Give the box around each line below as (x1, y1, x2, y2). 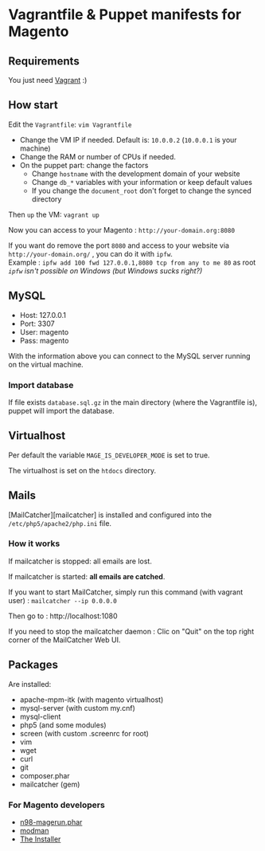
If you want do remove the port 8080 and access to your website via (8, 241, 229, 250)
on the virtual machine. (8, 359, 84, 369)
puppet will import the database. (8, 406, 115, 415)
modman (19, 826, 49, 835)
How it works (8, 538, 60, 549)
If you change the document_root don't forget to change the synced (31, 186, 252, 195)
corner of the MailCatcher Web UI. (8, 635, 121, 645)
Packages (8, 658, 58, 672)
